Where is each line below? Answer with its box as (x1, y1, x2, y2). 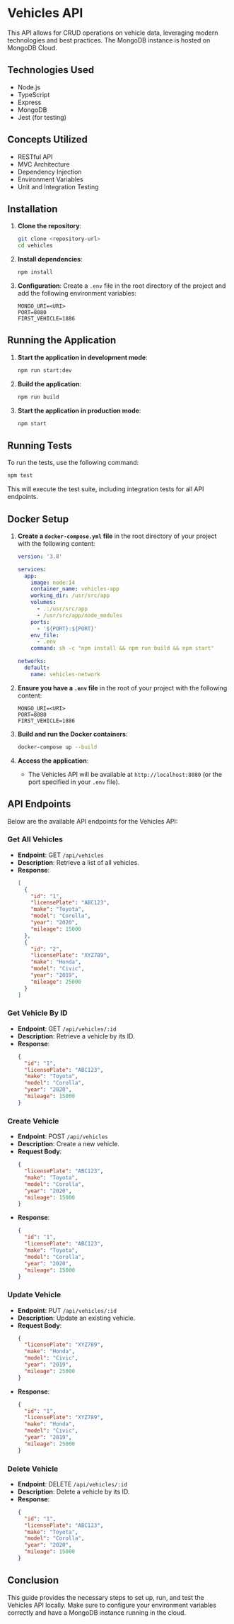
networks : (17, 658, 47, 665)
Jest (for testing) (17, 113, 67, 121)
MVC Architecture (17, 159, 70, 168)
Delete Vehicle (7, 1464, 59, 1474)
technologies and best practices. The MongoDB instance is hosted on (7, 35, 211, 44)
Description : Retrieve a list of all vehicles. (17, 858, 139, 866)
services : (17, 566, 47, 573)
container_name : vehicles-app (30, 586, 119, 593)
